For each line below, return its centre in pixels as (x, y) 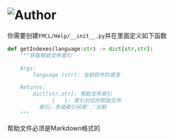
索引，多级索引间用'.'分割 (72, 107)
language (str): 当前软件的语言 (77, 75)
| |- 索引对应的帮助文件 (87, 101)
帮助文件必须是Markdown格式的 (54, 128)
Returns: (33, 87)
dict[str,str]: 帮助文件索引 (72, 94)
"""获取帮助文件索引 (46, 55)
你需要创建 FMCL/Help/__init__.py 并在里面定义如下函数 (87, 35)
